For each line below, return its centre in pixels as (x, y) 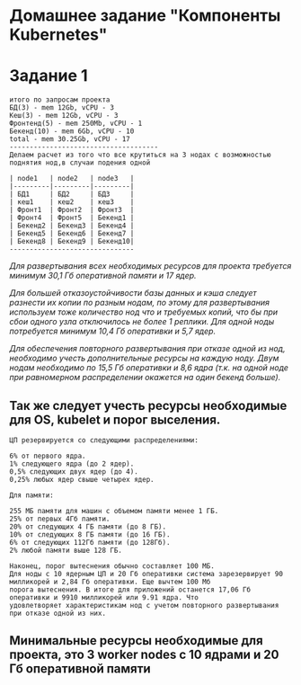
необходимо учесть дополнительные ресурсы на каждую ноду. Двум (144, 358)
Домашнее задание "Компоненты (145, 16)
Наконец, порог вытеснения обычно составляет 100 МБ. (112, 566)
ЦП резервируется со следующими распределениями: (104, 440)
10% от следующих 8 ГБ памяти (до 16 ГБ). (90, 534)
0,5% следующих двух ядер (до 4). (74, 471)
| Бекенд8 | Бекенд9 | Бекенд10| (72, 242)
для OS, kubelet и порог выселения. (115, 419)
